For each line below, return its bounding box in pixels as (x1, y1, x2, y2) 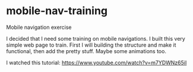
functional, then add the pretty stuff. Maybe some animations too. (6, 47, 166, 54)
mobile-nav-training (6, 4, 108, 18)
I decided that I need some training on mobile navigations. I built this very (6, 35, 185, 42)
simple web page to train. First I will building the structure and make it (6, 41, 176, 48)
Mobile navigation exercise (6, 24, 72, 31)
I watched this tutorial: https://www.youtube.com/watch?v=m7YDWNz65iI (6, 59, 187, 66)
